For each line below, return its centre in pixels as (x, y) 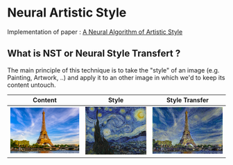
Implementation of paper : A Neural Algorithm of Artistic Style (95, 32)
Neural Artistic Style (67, 13)
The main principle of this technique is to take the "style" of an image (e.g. (113, 70)
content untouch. (32, 85)
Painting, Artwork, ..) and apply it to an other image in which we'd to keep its (116, 77)
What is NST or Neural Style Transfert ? (94, 54)
